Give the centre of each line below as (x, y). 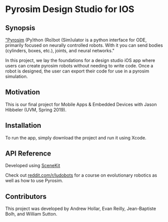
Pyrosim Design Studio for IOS (70, 9)
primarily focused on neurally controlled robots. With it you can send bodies (84, 45)
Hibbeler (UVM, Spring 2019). (36, 110)
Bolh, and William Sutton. (31, 214)
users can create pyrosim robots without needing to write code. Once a (79, 66)
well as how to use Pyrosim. (34, 181)
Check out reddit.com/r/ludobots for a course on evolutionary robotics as (81, 175)
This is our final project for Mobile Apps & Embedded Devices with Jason (81, 104)
